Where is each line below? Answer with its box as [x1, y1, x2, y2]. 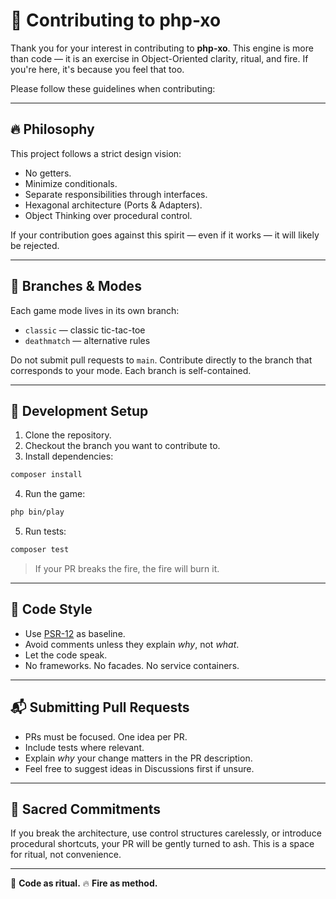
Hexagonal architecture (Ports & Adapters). [24, 199, 203, 211]
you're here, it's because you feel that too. [10, 63, 185, 75]
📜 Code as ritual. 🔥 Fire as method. [10, 877, 158, 889]
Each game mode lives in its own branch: [10, 304, 180, 316]
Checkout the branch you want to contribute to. [24, 440, 221, 452]
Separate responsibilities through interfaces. [24, 188, 208, 200]
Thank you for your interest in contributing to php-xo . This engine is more [10, 42, 314, 54]
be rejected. [10, 239, 60, 251]
